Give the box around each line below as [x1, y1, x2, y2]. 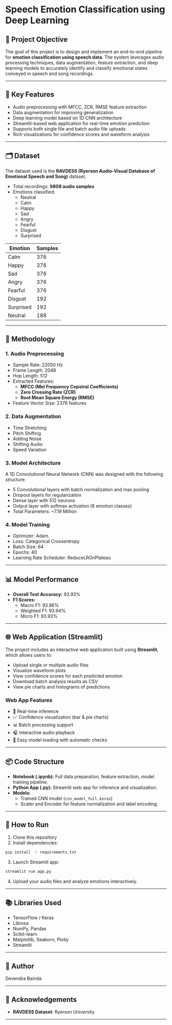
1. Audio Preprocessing [5, 350, 64, 357]
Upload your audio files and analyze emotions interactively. [12, 878, 138, 884]
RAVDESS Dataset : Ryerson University [12, 1009, 95, 1015]
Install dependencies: [12, 839, 58, 846]
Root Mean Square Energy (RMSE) [20, 394, 95, 401]
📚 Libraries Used [5, 898, 61, 907]
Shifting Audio [12, 441, 43, 447]
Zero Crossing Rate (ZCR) [20, 389, 76, 395]
